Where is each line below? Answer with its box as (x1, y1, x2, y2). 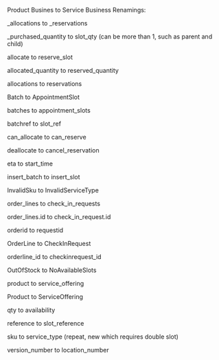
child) (7, 40, 23, 47)
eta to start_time (7, 159, 54, 168)
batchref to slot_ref (7, 120, 62, 128)
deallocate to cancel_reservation (7, 146, 100, 154)
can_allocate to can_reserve (7, 133, 87, 141)
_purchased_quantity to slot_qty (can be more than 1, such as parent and (7, 32, 213, 41)
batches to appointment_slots (7, 106, 91, 114)
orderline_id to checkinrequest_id (7, 253, 102, 260)
